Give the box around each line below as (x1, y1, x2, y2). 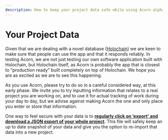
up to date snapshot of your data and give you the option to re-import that (5, 123, 157, 129)
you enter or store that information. (5, 103, 77, 109)
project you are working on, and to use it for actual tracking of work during (5, 92, 159, 98)
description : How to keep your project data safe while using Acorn (5, 7, 151, 13)
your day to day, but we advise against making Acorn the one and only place (5, 98, 163, 104)
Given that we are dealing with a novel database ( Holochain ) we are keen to (5, 46, 161, 52)
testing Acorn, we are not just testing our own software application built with (5, 56, 162, 62)
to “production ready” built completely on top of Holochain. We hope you (5, 67, 155, 73)
